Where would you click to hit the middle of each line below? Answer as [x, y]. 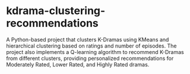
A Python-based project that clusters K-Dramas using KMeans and [88, 39]
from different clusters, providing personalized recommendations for [90, 58]
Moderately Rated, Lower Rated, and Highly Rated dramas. [78, 64]
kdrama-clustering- [56, 11]
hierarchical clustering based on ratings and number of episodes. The [91, 46]
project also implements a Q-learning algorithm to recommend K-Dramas [95, 52]
